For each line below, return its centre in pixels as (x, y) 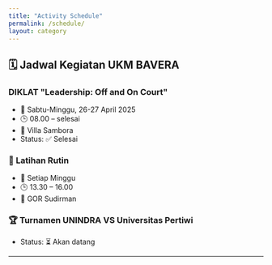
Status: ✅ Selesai (49, 139)
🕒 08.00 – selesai (50, 119)
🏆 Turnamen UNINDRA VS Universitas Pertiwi (101, 220)
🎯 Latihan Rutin (39, 160)
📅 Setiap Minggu (48, 178)
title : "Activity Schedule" (56, 16)
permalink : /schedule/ (47, 24)
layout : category (38, 31)
